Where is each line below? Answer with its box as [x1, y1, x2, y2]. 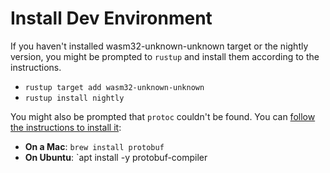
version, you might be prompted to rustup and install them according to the [10, 50, 320, 62]
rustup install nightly [24, 93, 125, 103]
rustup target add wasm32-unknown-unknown [24, 82, 205, 92]
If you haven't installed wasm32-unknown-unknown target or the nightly [10, 40, 309, 52]
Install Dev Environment [10, 7, 213, 30]
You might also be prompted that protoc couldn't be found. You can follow [10, 110, 316, 122]
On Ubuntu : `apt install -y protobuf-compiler [24, 151, 208, 163]
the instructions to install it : [10, 121, 122, 133]
